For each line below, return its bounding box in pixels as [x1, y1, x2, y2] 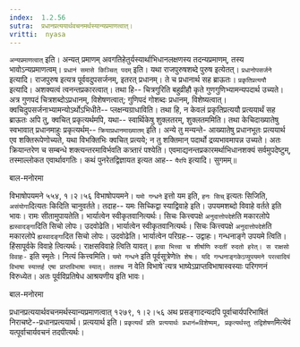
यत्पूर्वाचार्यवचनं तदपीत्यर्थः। [9, 327, 85, 338]
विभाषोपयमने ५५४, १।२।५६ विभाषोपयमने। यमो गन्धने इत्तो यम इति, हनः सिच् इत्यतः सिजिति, [9, 190, 269, 201]
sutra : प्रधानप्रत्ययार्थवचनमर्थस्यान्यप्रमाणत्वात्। [9, 21, 133, 30]
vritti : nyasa [9, 30, 66, 38]
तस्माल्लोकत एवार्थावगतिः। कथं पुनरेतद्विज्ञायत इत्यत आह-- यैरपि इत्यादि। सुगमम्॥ [9, 155, 237, 165]
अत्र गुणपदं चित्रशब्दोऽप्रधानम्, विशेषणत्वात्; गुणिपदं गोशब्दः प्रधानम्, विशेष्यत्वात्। [9, 95, 227, 106]
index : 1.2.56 [9, 13, 66, 22]
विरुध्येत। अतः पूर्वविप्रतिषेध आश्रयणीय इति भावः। [9, 271, 145, 282]
